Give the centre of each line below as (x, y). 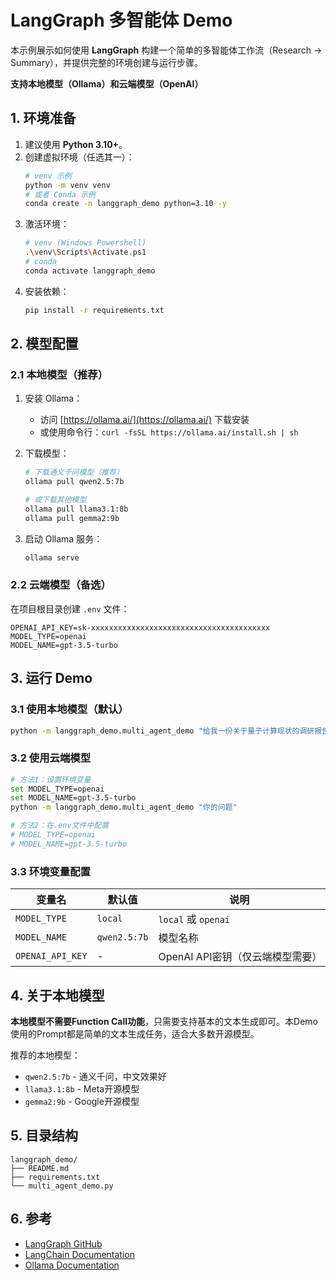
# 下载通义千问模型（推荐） (74, 472)
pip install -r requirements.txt (94, 310)
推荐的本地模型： (45, 1055)
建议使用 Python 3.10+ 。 (76, 144)
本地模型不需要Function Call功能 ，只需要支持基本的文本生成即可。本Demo (164, 1021)
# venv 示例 (48, 176)
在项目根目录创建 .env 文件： (70, 608)
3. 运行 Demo (51, 678)
